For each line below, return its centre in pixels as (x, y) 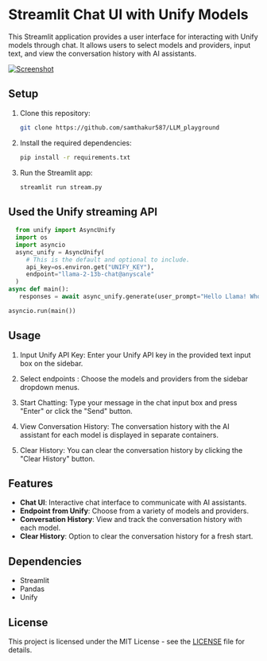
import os (31, 238)
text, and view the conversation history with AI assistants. (103, 53)
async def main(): (39, 289)
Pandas (32, 589)
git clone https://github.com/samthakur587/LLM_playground (120, 128)
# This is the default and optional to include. (108, 260)
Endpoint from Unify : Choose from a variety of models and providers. (134, 511)
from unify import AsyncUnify (65, 230)
